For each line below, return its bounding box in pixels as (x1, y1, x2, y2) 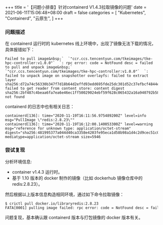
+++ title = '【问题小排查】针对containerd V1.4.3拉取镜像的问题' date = (5, 4, 147, 10)
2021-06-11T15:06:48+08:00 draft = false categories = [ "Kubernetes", (5, 10, 146, 16)
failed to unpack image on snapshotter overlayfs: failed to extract (5, 73, 149, 79)
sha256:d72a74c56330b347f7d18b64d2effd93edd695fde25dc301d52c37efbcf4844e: (5, 82, 162, 87)
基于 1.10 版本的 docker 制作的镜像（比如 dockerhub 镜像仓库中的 (12, 175, 143, 181)
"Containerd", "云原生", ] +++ (5, 16, 64, 21)
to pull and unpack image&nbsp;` (5, 65, 73, 70)
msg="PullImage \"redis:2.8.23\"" (5, 118, 75, 123)
